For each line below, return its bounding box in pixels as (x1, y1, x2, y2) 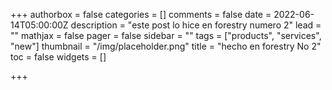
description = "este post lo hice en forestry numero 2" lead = (70, 19, 322, 31)
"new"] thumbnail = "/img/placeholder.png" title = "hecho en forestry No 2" (10, 40, 322, 52)
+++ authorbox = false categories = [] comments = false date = (10, 9, 272, 20)
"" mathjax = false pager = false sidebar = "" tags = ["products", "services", (10, 30, 322, 41)
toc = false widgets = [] (10, 51, 107, 63)
